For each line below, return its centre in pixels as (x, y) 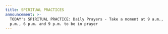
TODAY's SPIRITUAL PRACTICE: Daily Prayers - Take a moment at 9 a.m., (87, 19)
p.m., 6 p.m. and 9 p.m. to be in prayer (54, 24)
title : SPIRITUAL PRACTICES (35, 10)
